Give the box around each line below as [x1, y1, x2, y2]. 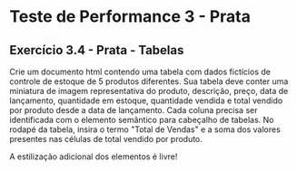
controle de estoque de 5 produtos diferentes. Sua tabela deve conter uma [9, 76, 289, 87]
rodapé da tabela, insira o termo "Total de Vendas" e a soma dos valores [9, 124, 282, 135]
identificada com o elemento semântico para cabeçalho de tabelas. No [9, 115, 274, 125]
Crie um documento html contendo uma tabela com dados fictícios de [9, 66, 271, 77]
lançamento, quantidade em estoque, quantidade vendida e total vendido [9, 95, 283, 106]
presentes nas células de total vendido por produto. [9, 134, 203, 144]
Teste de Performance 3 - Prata [9, 6, 252, 27]
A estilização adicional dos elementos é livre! [9, 151, 178, 162]
